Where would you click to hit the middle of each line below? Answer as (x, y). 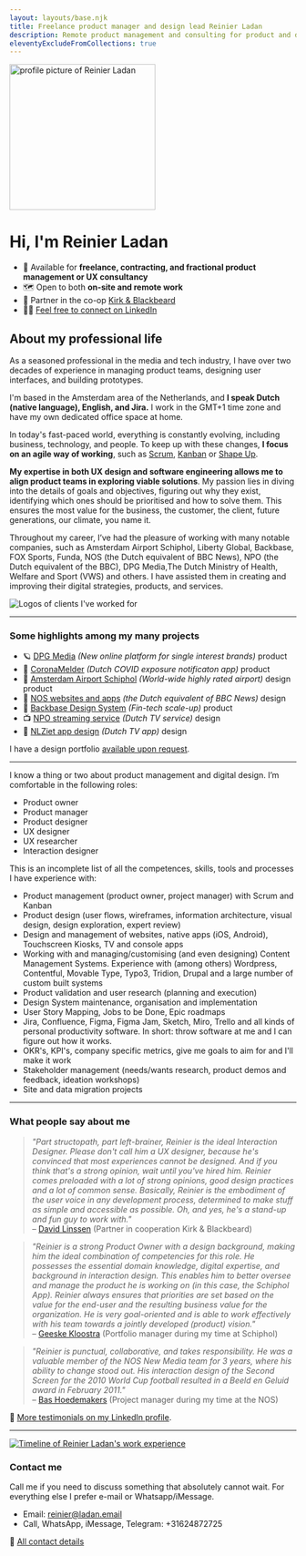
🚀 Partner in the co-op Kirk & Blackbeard (99, 301)
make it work (47, 1060)
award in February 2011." (78, 1389)
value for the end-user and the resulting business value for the (149, 1305)
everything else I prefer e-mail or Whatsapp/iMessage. (112, 1496)
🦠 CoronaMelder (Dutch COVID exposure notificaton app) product (146, 670)
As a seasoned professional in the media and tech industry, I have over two (150, 360)
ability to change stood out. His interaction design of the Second (153, 1370)
